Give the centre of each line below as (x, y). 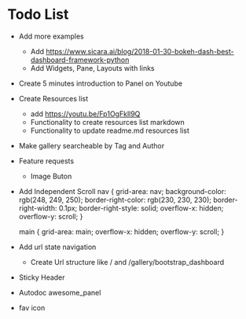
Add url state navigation (57, 247)
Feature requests (46, 161)
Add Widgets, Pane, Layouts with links (92, 68)
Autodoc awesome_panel (60, 292)
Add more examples (51, 36)
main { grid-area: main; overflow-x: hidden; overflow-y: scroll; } (121, 231)
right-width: (38, 208)
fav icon (32, 307)
